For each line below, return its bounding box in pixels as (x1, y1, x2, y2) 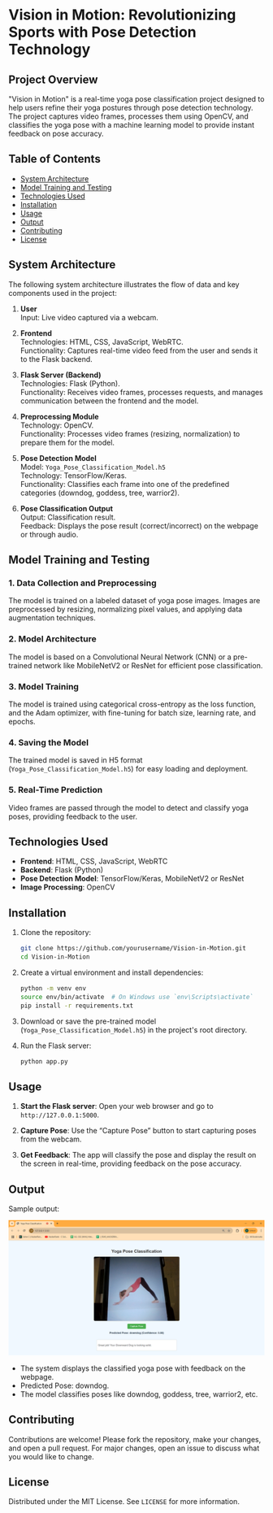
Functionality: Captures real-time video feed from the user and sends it (19, 346, 258, 355)
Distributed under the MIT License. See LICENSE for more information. (8, 1497, 240, 1506)
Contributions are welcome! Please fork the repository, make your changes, (8, 1434, 262, 1444)
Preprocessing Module (19, 411, 99, 421)
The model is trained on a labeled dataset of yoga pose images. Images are (8, 596, 261, 606)
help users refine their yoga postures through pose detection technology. (8, 103, 253, 112)
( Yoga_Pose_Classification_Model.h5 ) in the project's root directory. (19, 1024, 248, 1034)
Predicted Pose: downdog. (19, 1380, 110, 1390)
